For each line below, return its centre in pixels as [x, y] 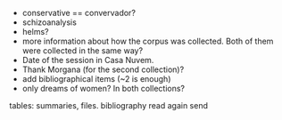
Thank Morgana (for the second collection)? [103, 69]
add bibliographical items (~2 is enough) [96, 79]
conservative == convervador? [79, 13]
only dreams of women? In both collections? [104, 88]
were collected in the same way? [83, 51]
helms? [35, 32]
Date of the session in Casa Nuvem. [88, 60]
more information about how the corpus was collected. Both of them [148, 41]
